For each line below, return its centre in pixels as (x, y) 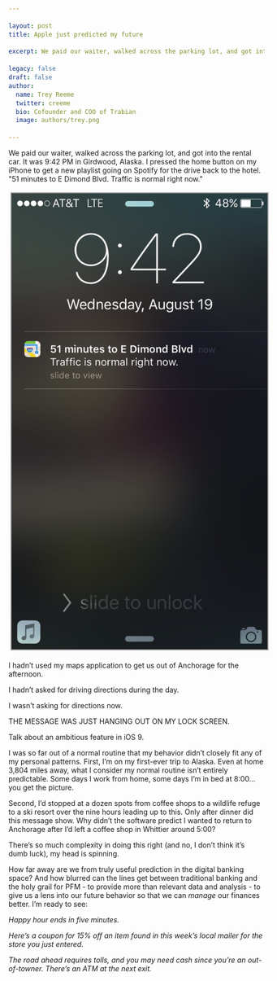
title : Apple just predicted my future (76, 34)
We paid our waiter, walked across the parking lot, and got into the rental (130, 153)
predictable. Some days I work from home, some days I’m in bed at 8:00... (132, 779)
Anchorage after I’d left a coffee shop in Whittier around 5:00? (112, 829)
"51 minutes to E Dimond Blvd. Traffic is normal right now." (106, 179)
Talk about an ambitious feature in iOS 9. (76, 737)
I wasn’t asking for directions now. (66, 705)
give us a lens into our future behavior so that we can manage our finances (134, 895)
